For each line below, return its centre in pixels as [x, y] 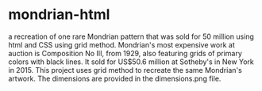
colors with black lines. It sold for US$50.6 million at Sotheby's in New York [131, 62]
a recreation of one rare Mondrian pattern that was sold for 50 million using [131, 36]
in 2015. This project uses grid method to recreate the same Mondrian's [125, 70]
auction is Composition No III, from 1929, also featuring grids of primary [125, 53]
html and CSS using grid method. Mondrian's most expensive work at [122, 44]
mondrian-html [59, 15]
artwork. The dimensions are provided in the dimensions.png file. [115, 78]
